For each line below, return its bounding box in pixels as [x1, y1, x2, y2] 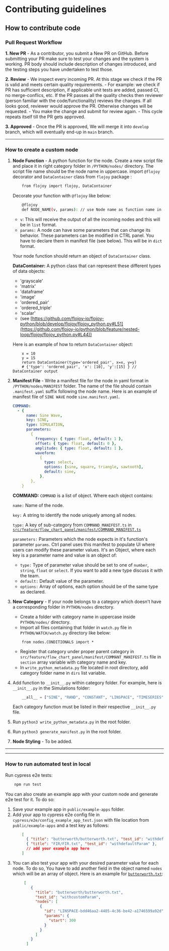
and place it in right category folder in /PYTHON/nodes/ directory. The [12, 163, 154, 169]
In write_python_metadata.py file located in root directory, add [20, 664, 148, 670]
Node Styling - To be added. [12, 738, 72, 744]
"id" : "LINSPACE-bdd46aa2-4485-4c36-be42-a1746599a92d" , [44, 909, 166, 914]
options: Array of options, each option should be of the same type [20, 583, 158, 589]
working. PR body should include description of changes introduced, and [5, 61, 157, 67]
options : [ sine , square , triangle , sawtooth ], [44, 465, 144, 470]
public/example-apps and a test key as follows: [12, 822, 109, 828]
